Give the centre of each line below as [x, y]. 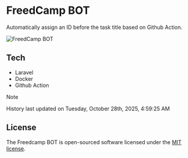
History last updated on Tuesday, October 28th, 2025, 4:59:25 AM [88, 109]
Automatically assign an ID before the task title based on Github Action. [94, 27]
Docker [24, 78]
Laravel [24, 72]
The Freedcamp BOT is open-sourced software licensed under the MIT [94, 142]
